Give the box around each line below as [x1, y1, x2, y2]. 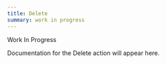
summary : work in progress [7, 17, 85, 23]
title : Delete [7, 10, 48, 17]
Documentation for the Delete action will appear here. [7, 49, 160, 57]
